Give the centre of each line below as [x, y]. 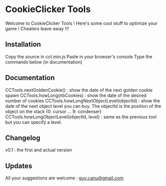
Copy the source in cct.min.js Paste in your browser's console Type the [79, 56]
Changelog [23, 138]
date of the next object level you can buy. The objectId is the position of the [83, 106]
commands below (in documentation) [44, 62]
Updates [19, 166]
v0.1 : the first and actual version [39, 150]
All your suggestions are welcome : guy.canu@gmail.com [64, 178]
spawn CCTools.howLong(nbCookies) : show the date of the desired [76, 95]
